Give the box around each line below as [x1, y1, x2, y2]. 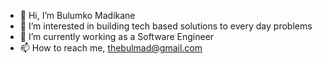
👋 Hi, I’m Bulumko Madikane [19, 10, 136, 21]
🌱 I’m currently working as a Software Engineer [19, 31, 215, 42]
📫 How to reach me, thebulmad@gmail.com [19, 42, 203, 54]
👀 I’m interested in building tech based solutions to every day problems [19, 20, 313, 32]
